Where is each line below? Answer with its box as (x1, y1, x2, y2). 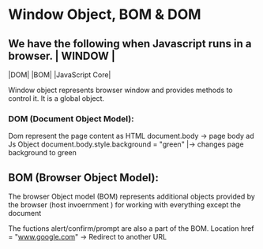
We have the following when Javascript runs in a (8, 37, 252, 50)
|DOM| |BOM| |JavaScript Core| (8, 70, 111, 80)
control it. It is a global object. (8, 94, 105, 103)
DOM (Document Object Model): (8, 113, 134, 124)
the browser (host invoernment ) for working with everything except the (8, 200, 241, 210)
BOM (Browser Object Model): (8, 171, 160, 184)
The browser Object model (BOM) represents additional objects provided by (8, 191, 255, 202)
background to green (8, 148, 77, 158)
